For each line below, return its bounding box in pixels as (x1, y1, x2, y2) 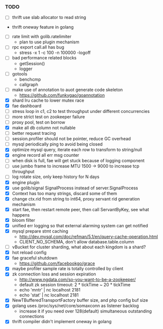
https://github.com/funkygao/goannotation (19, 92, 105, 98)
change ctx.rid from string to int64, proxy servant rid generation (12, 196, 140, 201)
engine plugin (12, 179, 40, 185)
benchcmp (19, 76, 41, 82)
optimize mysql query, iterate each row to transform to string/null (12, 147, 142, 153)
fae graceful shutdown (12, 255, 58, 261)
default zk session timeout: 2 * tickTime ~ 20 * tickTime (19, 282, 131, 288)
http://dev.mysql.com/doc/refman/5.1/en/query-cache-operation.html (19, 234, 158, 239)
